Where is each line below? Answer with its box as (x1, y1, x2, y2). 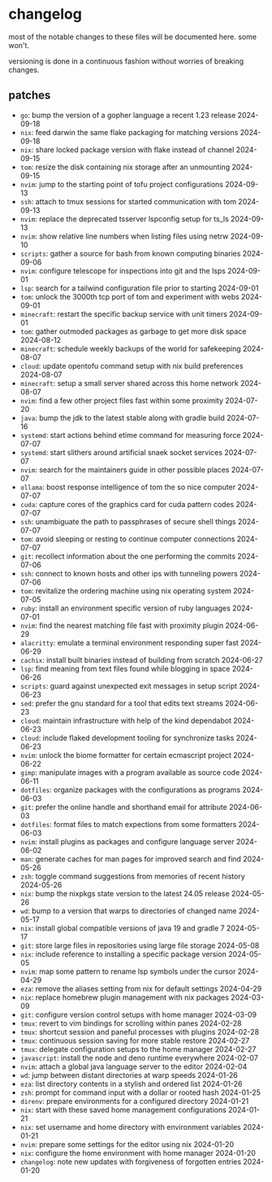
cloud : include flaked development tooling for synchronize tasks (19, 733, 235, 742)
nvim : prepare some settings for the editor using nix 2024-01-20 (19, 1139, 234, 1149)
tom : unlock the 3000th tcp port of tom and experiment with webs (19, 291, 240, 301)
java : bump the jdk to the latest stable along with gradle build (19, 413, 226, 422)
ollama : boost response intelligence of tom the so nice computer (19, 482, 236, 492)
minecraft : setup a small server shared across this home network (19, 378, 240, 387)
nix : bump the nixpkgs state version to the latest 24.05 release (19, 888, 230, 898)
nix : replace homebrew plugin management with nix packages (19, 992, 230, 1002)
